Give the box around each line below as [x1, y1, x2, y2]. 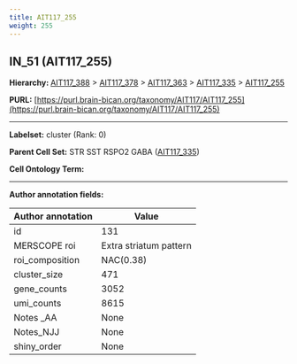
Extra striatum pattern [101, 240, 192, 252]
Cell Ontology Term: [9, 164, 85, 174]
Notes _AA [13, 312, 57, 324]
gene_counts [13, 283, 68, 295]
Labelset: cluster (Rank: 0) [9, 129, 107, 140]
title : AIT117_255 [9, 12, 77, 22]
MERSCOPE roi [13, 240, 76, 252]
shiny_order [13, 340, 62, 352]
